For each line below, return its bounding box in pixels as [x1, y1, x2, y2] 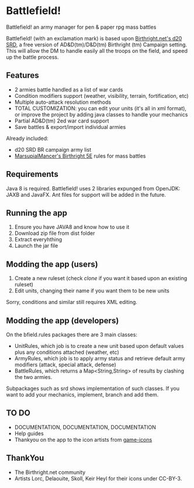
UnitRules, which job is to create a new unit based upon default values [14, 343, 184, 349]
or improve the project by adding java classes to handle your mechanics [14, 111, 188, 118]
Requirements [6, 169, 58, 179]
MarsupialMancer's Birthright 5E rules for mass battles [14, 152, 146, 159]
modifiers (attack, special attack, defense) [14, 361, 117, 368]
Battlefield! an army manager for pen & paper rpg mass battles [6, 23, 157, 30]
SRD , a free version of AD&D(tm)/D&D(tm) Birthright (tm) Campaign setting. [6, 41, 188, 48]
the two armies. [14, 374, 53, 380]
